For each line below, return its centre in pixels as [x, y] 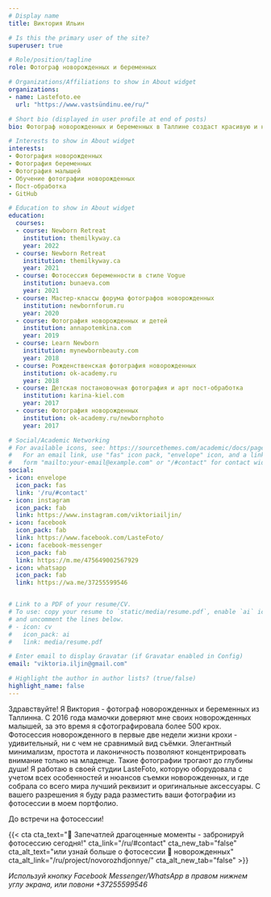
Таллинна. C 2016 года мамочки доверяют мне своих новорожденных [130, 717]
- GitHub [23, 194]
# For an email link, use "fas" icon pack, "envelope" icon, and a [128, 455]
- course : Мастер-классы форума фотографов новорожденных [115, 298]
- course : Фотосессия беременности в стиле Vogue [100, 276]
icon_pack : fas [41, 485]
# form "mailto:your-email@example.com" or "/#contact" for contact [129, 463]
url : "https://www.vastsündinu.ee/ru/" [83, 104]
